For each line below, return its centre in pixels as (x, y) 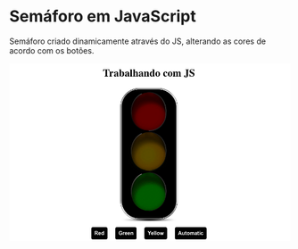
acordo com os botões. (52, 50)
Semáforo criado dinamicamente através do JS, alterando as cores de (137, 41)
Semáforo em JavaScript (103, 17)
